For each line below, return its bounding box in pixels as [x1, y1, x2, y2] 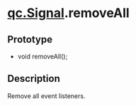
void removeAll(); [17, 52, 68, 60]
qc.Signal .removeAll [7, 5, 130, 21]
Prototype [7, 33, 53, 46]
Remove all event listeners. [7, 91, 86, 100]
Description [7, 73, 60, 85]
